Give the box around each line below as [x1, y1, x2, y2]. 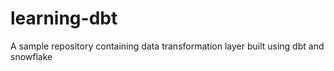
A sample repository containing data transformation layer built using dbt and [10, 40, 325, 52]
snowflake [10, 50, 53, 62]
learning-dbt [10, 7, 118, 30]
